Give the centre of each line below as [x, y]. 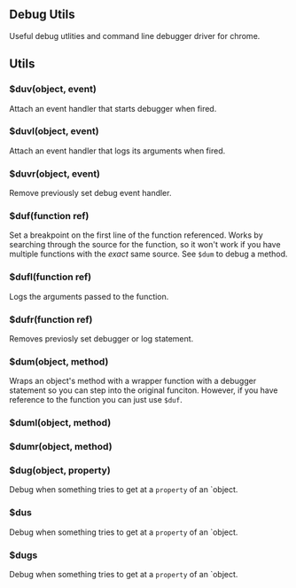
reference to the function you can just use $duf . [96, 400]
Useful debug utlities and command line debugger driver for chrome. [135, 35]
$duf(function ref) [49, 216]
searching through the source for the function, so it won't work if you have [145, 245]
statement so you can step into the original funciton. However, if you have [144, 390]
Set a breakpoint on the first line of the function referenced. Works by [136, 235]
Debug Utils [42, 15]
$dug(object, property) [60, 471]
